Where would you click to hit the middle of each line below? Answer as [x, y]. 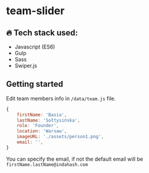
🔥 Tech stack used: [42, 33]
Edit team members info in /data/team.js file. [61, 98]
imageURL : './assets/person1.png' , [60, 137]
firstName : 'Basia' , [42, 115]
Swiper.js [26, 66]
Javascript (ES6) [35, 47]
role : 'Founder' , [38, 126]
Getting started [35, 84]
